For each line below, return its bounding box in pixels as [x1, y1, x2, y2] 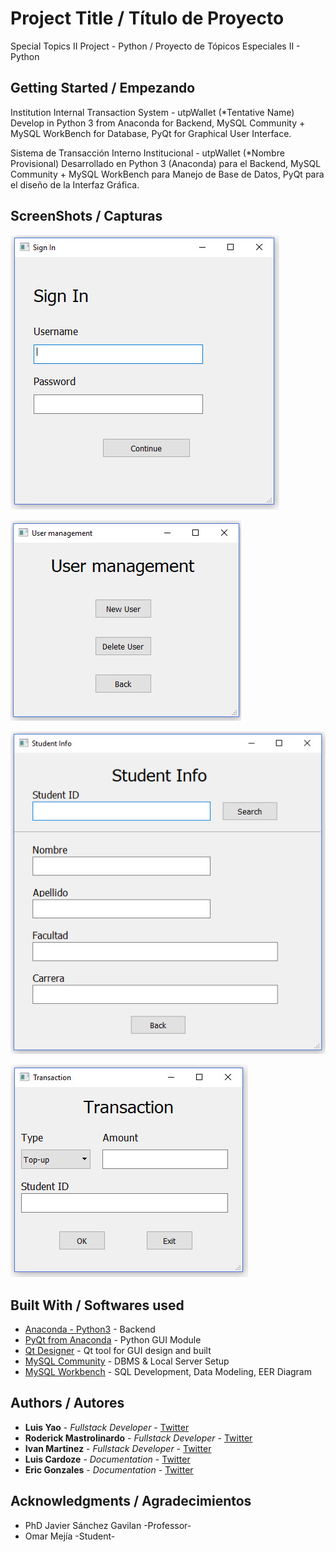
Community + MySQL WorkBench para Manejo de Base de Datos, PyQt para [10, 168, 325, 180]
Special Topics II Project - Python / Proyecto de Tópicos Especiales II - [10, 40, 301, 52]
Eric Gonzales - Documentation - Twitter [24, 1463, 194, 1476]
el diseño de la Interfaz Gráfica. [10, 178, 140, 191]
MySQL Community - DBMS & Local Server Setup [24, 1355, 230, 1367]
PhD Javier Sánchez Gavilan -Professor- [24, 1519, 192, 1531]
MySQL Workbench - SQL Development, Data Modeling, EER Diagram [24, 1366, 312, 1378]
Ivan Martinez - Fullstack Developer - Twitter [24, 1442, 212, 1454]
